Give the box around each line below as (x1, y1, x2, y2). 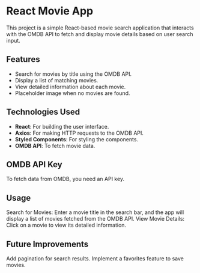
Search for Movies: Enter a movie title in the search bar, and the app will (6, 209, 184, 216)
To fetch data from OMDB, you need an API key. (6, 176, 125, 183)
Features (6, 54, 40, 64)
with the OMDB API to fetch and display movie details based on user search (6, 30, 193, 37)
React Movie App (6, 4, 94, 18)
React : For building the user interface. (14, 123, 109, 130)
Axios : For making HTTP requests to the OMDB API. (14, 129, 144, 136)
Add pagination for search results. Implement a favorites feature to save (6, 255, 184, 262)
